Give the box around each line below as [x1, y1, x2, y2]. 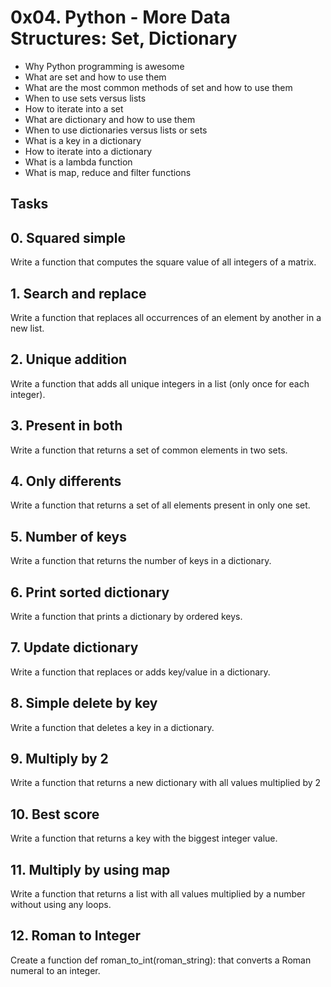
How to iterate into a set [24, 102, 124, 115]
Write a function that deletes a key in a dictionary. [10, 721, 215, 733]
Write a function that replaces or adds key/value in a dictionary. [10, 666, 271, 678]
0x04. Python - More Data [10, 6, 231, 29]
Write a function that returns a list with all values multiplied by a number [10, 888, 306, 900]
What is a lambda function [24, 156, 133, 168]
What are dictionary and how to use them [24, 113, 196, 125]
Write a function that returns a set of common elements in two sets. [10, 444, 288, 456]
